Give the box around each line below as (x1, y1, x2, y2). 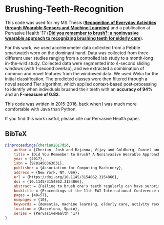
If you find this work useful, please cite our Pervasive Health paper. (5, 115, 141, 121)
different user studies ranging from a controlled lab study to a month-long (5, 55, 154, 61)
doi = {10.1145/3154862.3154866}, (14, 179, 84, 184)
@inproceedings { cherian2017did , (5, 143, 71, 148)
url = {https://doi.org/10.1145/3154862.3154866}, (14, 175, 119, 180)
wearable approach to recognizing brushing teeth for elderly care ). (5, 35, 143, 41)
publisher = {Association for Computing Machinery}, (14, 165, 123, 171)
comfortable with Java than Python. (5, 106, 77, 112)
